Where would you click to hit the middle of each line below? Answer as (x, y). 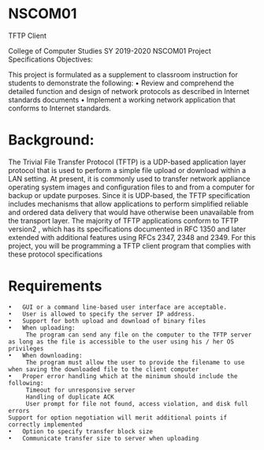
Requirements (55, 286)
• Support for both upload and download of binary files (107, 321)
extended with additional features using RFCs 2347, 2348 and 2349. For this (132, 237)
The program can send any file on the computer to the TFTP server (139, 335)
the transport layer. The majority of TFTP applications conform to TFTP (123, 220)
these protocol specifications (56, 254)
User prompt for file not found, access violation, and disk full (137, 403)
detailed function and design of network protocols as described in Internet (129, 91)
